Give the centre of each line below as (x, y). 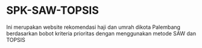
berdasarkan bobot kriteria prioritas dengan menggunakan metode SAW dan (101, 33)
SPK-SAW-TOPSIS (53, 10)
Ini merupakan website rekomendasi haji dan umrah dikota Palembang (93, 27)
